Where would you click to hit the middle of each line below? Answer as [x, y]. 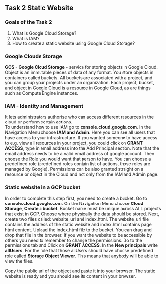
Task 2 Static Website [39, 8]
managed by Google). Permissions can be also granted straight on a [74, 169]
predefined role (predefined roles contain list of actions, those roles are [78, 164]
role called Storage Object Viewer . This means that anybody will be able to [82, 256]
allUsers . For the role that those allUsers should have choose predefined [79, 250]
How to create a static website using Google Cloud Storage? [73, 43]
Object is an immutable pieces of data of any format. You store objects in [79, 72]
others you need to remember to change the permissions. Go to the [74, 240]
